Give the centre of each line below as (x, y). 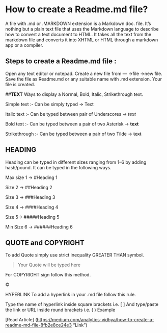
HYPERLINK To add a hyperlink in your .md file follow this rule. (71, 295)
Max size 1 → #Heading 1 (31, 177)
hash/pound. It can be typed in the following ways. (58, 167)
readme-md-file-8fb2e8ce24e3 (39, 325)
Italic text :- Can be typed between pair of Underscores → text (71, 114)
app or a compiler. (24, 45)
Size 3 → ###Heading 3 (30, 197)
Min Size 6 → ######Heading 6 (39, 227)
